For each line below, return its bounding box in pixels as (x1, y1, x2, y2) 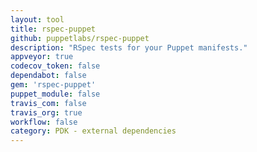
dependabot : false (10, 71, 87, 81)
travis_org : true (10, 107, 83, 118)
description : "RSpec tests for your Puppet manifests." (10, 42, 248, 53)
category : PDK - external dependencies (10, 126, 177, 136)
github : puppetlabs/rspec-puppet (10, 33, 150, 43)
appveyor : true (10, 52, 74, 62)
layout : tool (10, 14, 65, 25)
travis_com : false (10, 98, 87, 108)
